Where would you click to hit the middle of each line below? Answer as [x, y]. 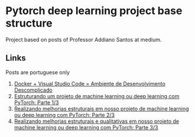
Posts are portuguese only [38, 72]
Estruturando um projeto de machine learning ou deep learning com [97, 96]
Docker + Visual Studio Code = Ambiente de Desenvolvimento [90, 83]
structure [29, 23]
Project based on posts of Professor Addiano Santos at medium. [84, 39]
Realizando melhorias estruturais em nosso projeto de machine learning [102, 108]
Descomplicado [33, 90]
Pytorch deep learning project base [94, 11]
